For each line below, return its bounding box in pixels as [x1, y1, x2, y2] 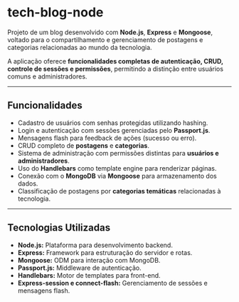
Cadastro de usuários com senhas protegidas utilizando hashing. [17, 119, 208, 127]
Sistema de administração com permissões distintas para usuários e [17, 149, 219, 157]
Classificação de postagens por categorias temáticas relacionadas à [17, 186, 221, 195]
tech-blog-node [7, 4, 104, 21]
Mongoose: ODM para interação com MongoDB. [17, 256, 161, 264]
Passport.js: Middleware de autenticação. [17, 263, 142, 272]
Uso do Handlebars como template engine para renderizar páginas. [17, 163, 217, 172]
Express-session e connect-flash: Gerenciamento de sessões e [17, 278, 208, 287]
